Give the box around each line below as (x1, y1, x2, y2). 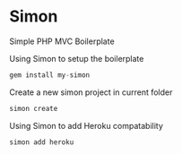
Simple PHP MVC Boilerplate (9, 36, 115, 47)
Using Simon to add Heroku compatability (9, 120, 164, 131)
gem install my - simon (9, 70, 91, 80)
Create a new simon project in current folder (9, 87, 173, 98)
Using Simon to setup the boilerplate (9, 53, 144, 64)
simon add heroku (9, 137, 74, 147)
